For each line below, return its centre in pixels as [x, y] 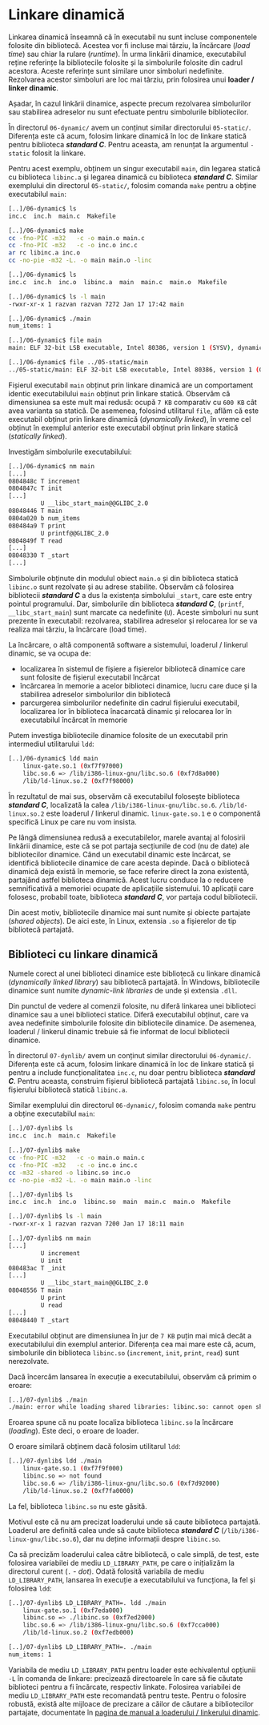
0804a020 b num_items [44, 518]
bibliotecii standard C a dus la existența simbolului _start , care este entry [130, 596]
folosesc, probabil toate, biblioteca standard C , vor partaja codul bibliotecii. [133, 897]
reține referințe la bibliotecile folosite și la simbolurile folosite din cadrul [125, 62]
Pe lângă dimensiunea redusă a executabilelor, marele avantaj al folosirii [127, 837]
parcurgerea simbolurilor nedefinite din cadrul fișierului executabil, [130, 703]
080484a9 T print [37, 526]
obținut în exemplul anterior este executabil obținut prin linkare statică [123, 427]
